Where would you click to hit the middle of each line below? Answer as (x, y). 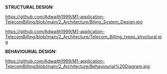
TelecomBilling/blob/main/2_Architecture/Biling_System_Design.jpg (74, 22)
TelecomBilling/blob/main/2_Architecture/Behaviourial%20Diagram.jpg (78, 66)
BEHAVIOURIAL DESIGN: (31, 52)
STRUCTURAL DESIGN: (30, 7)
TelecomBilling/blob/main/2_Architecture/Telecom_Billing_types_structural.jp (83, 37)
